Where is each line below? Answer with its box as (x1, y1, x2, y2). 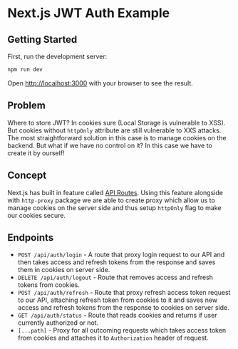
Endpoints (7, 231, 54, 244)
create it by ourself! (7, 148, 65, 157)
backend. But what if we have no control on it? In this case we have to (7, 141, 212, 150)
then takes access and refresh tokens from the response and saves (17, 258, 216, 266)
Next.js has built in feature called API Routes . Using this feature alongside (7, 188, 223, 197)
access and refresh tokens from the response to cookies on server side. (17, 303, 229, 312)
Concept (7, 170, 47, 182)
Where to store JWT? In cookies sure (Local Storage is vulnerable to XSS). (7, 118, 226, 127)
